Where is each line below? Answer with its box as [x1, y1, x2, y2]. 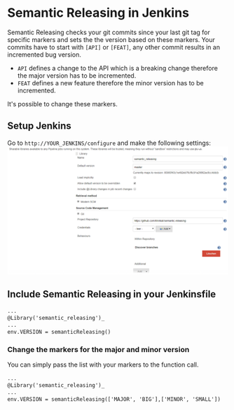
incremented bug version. [7, 50, 82, 59]
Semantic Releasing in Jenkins [7, 5, 189, 21]
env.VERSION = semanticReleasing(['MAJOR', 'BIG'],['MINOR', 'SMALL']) [7, 396, 221, 403]
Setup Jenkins [7, 120, 71, 132]
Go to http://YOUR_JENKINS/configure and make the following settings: [7, 139, 212, 147]
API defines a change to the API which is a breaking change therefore [17, 64, 219, 72]
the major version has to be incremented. [17, 71, 137, 80]
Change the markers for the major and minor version [7, 344, 190, 354]
